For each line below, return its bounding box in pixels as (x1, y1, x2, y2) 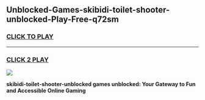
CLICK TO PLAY (6, 33, 54, 41)
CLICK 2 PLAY (6, 55, 49, 64)
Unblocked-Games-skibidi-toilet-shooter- (6, 5, 170, 15)
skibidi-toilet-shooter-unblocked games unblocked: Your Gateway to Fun (6, 80, 196, 87)
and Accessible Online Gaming (6, 87, 86, 94)
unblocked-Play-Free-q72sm (6, 15, 119, 25)
